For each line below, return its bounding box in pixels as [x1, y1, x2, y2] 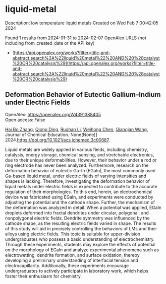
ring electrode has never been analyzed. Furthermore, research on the [5, 162, 149, 168]
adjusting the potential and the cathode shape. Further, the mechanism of [5, 199, 155, 205]
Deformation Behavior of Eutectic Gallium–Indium [5, 90, 161, 99]
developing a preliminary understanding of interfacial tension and [5, 257, 139, 263]
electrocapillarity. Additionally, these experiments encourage [5, 262, 129, 269]
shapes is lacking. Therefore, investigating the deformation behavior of [5, 178, 150, 184]
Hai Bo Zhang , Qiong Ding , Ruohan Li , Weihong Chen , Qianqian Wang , [5, 126, 148, 132]
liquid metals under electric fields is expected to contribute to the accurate [5, 183, 158, 189]
